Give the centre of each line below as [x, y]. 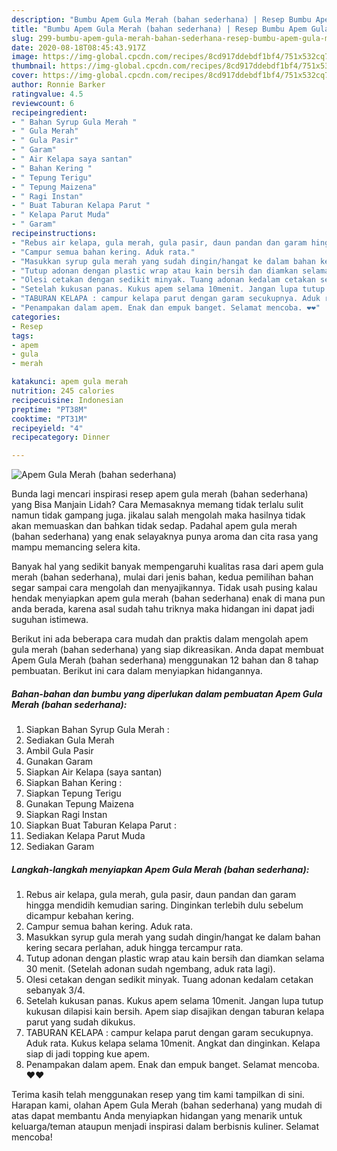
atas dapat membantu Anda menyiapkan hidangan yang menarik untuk [157, 1116]
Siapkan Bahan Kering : [74, 783]
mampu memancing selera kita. [76, 547]
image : [25, 57]
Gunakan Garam [59, 762]
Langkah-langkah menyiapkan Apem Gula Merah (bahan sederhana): [160, 869]
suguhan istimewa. [50, 620]
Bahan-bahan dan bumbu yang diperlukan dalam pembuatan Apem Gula [167, 693]
